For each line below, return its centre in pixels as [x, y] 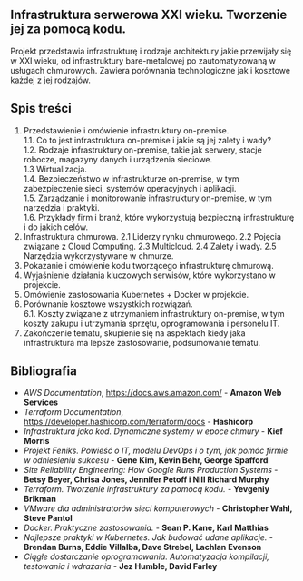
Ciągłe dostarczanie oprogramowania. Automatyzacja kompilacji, [147, 556]
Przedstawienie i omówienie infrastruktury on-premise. [126, 130]
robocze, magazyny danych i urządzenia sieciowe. [118, 159]
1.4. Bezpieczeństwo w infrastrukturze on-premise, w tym [131, 178]
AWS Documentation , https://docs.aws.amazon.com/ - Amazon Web [152, 393]
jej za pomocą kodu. [68, 30]
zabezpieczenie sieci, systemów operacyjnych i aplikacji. [130, 188]
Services [40, 402]
